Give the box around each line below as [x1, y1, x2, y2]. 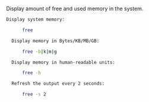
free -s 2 [21, 91, 46, 97]
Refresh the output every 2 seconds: [11, 81, 105, 87]
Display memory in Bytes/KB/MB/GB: [11, 38, 100, 44]
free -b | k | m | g [21, 49, 58, 55]
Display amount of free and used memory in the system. [6, 5, 144, 12]
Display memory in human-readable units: [11, 59, 116, 65]
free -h [21, 70, 42, 76]
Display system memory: [6, 17, 65, 23]
